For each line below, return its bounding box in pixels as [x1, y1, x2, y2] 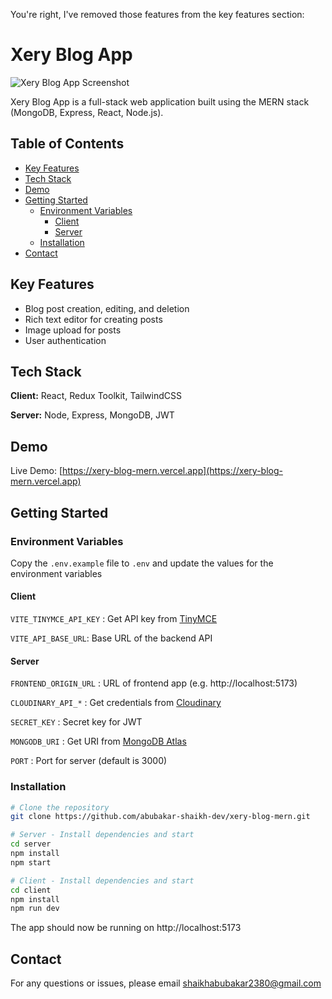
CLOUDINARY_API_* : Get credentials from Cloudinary [10, 697, 222, 709]
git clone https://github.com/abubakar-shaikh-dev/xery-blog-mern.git [10, 812, 311, 822]
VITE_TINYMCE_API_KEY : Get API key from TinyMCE [10, 613, 218, 625]
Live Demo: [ [10, 465, 63, 477]
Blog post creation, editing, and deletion [24, 302, 190, 314]
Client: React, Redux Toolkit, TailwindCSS [10, 390, 182, 402]
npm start [10, 857, 52, 868]
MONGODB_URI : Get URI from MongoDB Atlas [10, 735, 187, 748]
